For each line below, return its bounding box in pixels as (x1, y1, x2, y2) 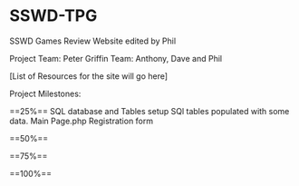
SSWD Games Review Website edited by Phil (9, 35, 177, 46)
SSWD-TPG (9, 5, 98, 26)
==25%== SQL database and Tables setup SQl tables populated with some (9, 105, 290, 116)
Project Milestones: (9, 88, 82, 99)
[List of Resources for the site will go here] (9, 70, 169, 82)
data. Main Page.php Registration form (9, 115, 154, 126)
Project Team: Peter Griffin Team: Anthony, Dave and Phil (9, 53, 223, 64)
